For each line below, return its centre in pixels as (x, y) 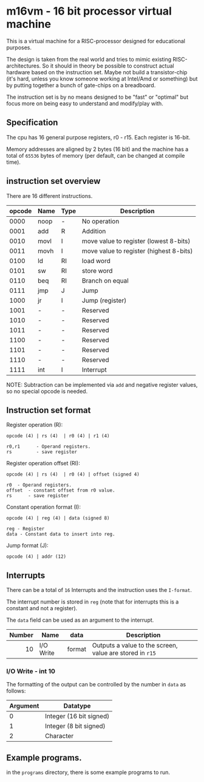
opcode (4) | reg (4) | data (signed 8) (58, 518)
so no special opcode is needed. (47, 391)
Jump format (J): (27, 546)
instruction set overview (53, 181)
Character (59, 736)
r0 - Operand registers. (39, 485)
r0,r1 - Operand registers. (49, 447)
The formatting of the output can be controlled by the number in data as (96, 685)
